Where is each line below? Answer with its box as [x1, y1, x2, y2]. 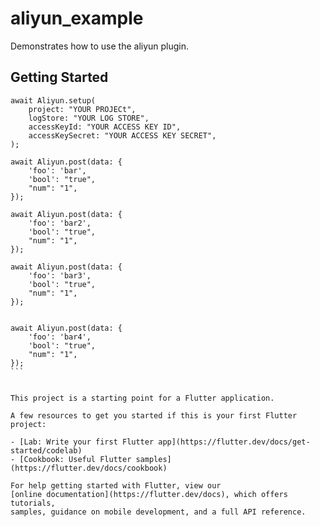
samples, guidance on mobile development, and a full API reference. [10, 507, 307, 517]
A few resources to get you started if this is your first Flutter [10, 410, 298, 421]
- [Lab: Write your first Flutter [10, 437, 155, 447]
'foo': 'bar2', [28, 218, 92, 228]
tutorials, [10, 498, 56, 508]
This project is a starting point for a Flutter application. [10, 393, 275, 403]
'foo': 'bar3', [28, 270, 92, 281]
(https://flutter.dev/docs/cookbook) [10, 463, 168, 473]
